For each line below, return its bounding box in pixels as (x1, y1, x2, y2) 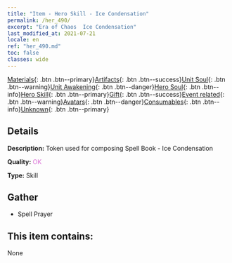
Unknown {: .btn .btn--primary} (20, 104, 110, 113)
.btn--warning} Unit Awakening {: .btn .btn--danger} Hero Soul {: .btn (7, 82, 201, 91)
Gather (7, 191, 39, 203)
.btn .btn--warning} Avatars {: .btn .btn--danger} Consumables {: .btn (7, 97, 202, 106)
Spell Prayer (17, 210, 53, 218)
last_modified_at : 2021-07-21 (7, 29, 96, 37)
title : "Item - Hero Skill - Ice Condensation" (7, 10, 150, 18)
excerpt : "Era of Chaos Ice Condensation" (7, 23, 137, 30)
